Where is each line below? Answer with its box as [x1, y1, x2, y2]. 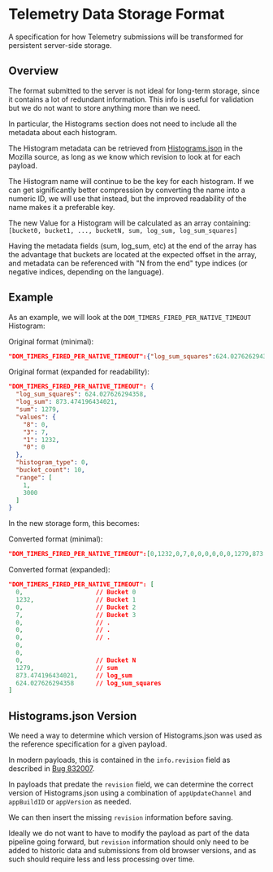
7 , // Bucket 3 [15, 611, 136, 619]
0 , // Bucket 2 [15, 603, 136, 611]
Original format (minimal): [8, 336, 94, 346]
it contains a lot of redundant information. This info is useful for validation [8, 94, 254, 104]
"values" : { [15, 413, 57, 421]
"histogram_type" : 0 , [15, 458, 89, 467]
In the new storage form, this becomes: [8, 519, 140, 528]
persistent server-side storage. [8, 40, 112, 50]
